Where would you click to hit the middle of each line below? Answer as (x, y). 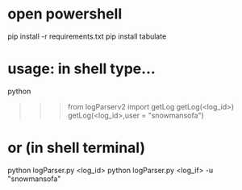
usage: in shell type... (82, 69)
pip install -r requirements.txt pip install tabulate (87, 36)
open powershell (65, 14)
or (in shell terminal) (77, 148)
